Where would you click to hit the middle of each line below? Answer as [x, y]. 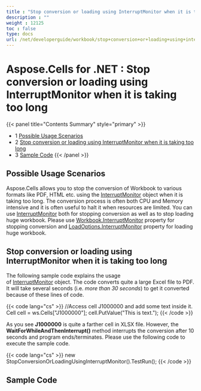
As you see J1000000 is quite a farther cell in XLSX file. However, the [92, 324]
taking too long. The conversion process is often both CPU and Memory [95, 201]
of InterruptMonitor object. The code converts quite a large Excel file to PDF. [100, 282]
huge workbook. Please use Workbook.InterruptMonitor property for [90, 220]
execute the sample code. [38, 343]
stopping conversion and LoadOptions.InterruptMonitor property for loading [100, 226]
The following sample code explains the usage [63, 275]
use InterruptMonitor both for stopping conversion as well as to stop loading [100, 213]
